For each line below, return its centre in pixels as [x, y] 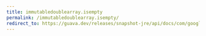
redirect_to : [23, 23]
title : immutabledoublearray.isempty [55, 12]
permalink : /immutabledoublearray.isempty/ [63, 18]
